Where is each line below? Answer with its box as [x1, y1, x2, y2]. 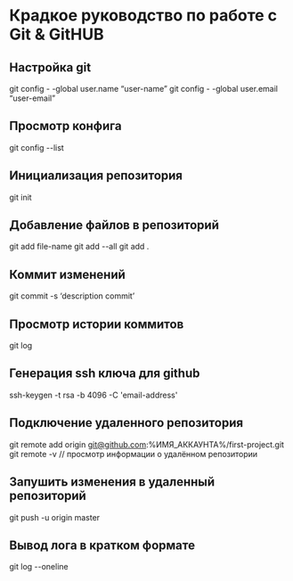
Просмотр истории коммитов [9, 316, 184, 331]
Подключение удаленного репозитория [9, 415, 243, 430]
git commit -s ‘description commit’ [9, 290, 135, 301]
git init [9, 192, 33, 202]
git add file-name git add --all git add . [9, 241, 150, 252]
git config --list [9, 142, 64, 152]
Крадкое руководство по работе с [9, 5, 278, 26]
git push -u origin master [9, 511, 101, 522]
